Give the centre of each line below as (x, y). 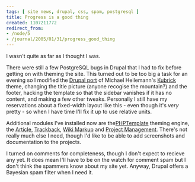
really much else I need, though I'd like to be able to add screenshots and (95, 136)
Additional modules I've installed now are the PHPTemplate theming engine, (98, 123)
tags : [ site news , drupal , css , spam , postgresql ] (73, 12)
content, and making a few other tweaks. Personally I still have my (87, 99)
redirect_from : (25, 28)
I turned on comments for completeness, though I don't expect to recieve (95, 154)
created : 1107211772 (32, 23)
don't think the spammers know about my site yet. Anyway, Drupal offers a (97, 166)
